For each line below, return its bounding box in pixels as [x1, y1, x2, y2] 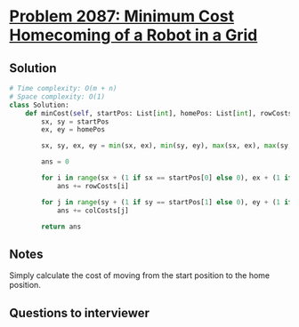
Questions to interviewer [9, 305, 149, 321]
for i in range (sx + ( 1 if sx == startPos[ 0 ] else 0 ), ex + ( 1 [41, 173, 281, 182]
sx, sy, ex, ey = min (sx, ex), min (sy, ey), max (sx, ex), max [41, 141, 277, 150]
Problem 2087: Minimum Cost [9, 6, 234, 27]
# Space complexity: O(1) [9, 92, 105, 101]
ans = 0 [41, 157, 69, 166]
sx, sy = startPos [41, 117, 109, 126]
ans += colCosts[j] [56, 206, 129, 215]
